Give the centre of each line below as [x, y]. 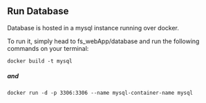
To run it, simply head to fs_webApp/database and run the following [103, 41]
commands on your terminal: [48, 48]
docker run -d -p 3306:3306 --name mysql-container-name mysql [100, 93]
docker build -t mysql [40, 61]
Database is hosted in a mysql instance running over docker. [93, 27]
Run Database [38, 11]
